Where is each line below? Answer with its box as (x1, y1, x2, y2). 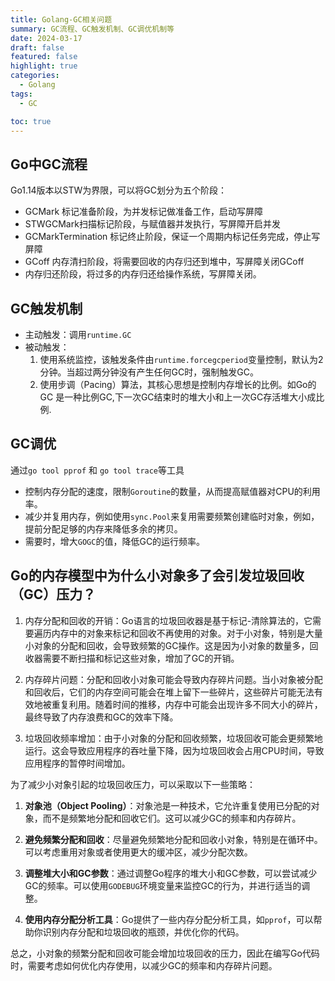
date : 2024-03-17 (10, 33, 83, 43)
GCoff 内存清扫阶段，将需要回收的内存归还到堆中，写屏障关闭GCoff (24, 256, 305, 268)
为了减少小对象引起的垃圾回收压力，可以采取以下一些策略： (10, 778, 256, 790)
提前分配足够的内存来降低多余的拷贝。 (24, 522, 183, 535)
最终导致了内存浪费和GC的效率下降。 (24, 711, 179, 723)
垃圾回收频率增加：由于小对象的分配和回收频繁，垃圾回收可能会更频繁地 (24, 732, 323, 744)
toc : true (10, 116, 52, 126)
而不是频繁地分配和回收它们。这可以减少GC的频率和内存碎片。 (42, 812, 302, 824)
